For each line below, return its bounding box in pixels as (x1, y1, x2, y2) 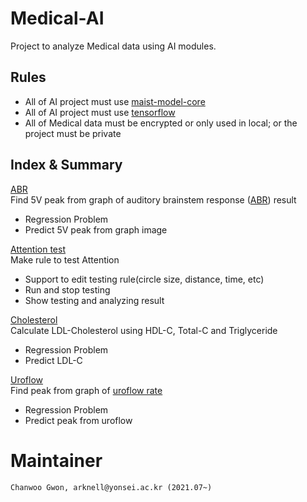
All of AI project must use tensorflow (24, 106, 176, 118)
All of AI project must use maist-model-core (24, 95, 206, 107)
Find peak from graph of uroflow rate (10, 384, 163, 396)
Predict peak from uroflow (24, 414, 133, 426)
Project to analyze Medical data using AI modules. (10, 40, 217, 52)
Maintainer (10, 449, 103, 472)
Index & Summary (10, 157, 123, 174)
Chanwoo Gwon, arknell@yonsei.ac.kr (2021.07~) (10, 482, 213, 492)
